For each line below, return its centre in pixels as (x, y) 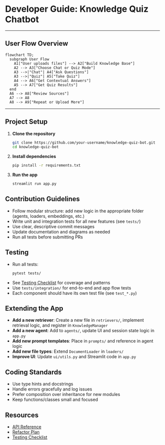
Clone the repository (34, 133)
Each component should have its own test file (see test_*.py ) (74, 293)
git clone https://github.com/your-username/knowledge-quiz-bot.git (84, 143)
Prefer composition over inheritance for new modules (66, 394)
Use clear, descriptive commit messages (53, 226)
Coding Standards (33, 372)
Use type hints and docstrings (43, 384)
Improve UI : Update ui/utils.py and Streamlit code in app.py (74, 357)
